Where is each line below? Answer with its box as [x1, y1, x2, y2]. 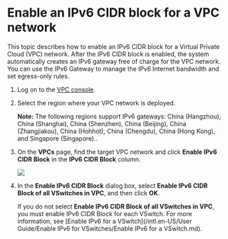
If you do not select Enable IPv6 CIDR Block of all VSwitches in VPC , [17, 202, 215, 211]
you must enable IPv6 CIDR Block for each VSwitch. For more [17, 209, 192, 218]
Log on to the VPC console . [17, 85, 95, 94]
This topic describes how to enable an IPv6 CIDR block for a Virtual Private [7, 42, 220, 51]
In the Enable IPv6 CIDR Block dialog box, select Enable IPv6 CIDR [17, 182, 209, 190]
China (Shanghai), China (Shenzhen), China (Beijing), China [17, 119, 187, 127]
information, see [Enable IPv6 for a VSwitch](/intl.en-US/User [17, 217, 192, 225]
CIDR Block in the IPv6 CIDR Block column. [17, 154, 141, 163]
